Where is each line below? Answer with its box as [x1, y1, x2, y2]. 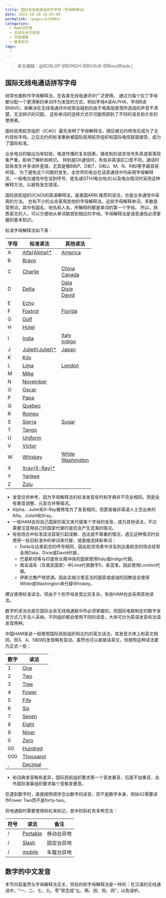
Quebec [22, 403, 41, 409]
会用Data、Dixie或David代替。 [19, 550, 82, 556]
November [22, 378, 47, 385]
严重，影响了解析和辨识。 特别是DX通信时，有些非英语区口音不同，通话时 [9, 157, 160, 163]
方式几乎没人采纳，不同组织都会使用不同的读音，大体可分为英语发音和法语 [9, 614, 161, 620]
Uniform [22, 435, 41, 442]
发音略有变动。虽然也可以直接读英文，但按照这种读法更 [46, 637, 159, 643]
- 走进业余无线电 [9, 30, 40, 35]
